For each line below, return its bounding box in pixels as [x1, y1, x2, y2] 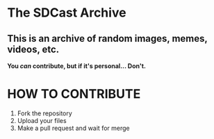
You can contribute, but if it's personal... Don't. [7, 62, 146, 70]
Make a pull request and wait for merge [17, 124, 130, 132]
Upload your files [17, 116, 67, 124]
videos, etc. [7, 43, 60, 55]
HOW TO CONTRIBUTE [7, 86, 141, 102]
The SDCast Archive [7, 5, 126, 21]
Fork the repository [17, 109, 73, 117]
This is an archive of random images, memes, [7, 33, 208, 44]
